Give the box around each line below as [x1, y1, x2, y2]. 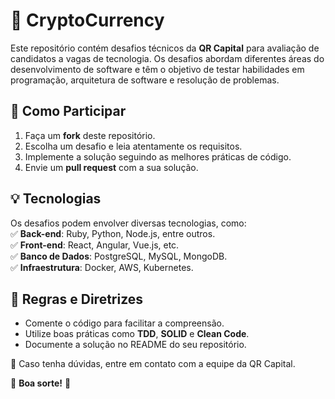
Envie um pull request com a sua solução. [24, 161, 199, 173]
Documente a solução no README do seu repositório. [24, 339, 247, 351]
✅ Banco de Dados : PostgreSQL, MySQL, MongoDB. [10, 250, 228, 262]
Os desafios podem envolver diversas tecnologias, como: [10, 217, 247, 229]
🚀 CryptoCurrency [10, 9, 165, 32]
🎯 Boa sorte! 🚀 [10, 377, 72, 389]
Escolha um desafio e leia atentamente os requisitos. [24, 140, 243, 152]
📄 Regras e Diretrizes [10, 290, 144, 308]
